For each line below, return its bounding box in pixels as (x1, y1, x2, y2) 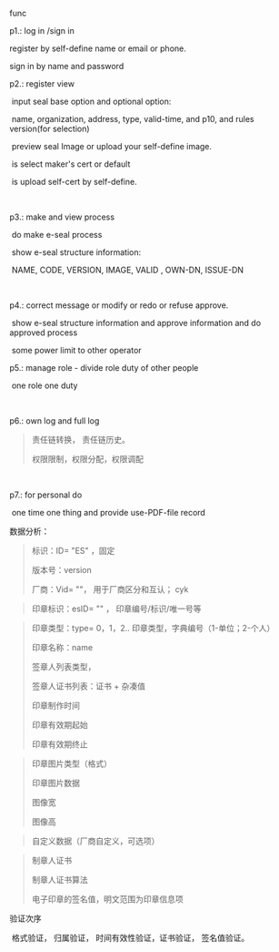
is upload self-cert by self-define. (11, 177, 138, 187)
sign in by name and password (9, 61, 125, 71)
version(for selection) (9, 123, 90, 134)
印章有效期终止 (31, 739, 88, 750)
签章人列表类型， (31, 661, 96, 672)
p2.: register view (9, 78, 75, 89)
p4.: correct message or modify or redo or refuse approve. (9, 300, 229, 311)
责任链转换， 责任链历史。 (31, 435, 130, 445)
